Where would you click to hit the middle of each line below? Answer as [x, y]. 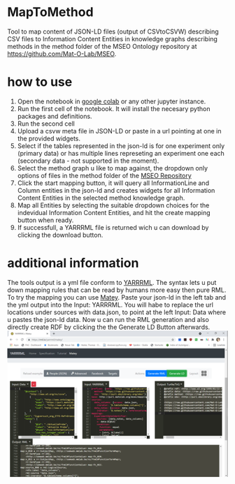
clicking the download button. [60, 235]
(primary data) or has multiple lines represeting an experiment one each [121, 153]
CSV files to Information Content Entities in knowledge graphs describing [113, 38]
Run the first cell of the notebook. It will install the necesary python [114, 108]
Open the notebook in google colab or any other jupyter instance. [112, 101]
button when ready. [45, 220]
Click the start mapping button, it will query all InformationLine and [113, 183]
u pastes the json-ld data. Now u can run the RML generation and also [108, 319]
